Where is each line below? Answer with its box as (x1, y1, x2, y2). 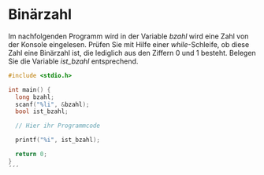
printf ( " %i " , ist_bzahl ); (15, 136, 101, 144)
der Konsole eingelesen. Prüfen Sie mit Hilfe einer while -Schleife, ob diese (8, 39, 250, 49)
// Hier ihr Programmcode (15, 122, 101, 130)
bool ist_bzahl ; (15, 108, 69, 115)
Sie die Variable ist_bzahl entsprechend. (8, 57, 139, 66)
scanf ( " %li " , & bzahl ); (15, 100, 90, 108)
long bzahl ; (15, 93, 55, 101)
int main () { (8, 86, 51, 93)
